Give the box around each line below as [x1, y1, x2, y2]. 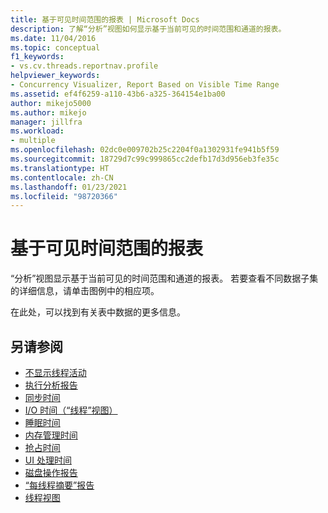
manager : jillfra [10, 117, 83, 127]
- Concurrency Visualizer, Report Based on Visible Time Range [10, 80, 280, 90]
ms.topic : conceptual [10, 42, 101, 53]
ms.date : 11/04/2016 [10, 33, 97, 43]
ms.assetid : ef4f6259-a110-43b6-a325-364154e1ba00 [10, 89, 226, 99]
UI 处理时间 [24, 454, 72, 466]
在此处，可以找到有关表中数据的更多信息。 [10, 306, 186, 318]
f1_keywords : [10, 52, 65, 62]
